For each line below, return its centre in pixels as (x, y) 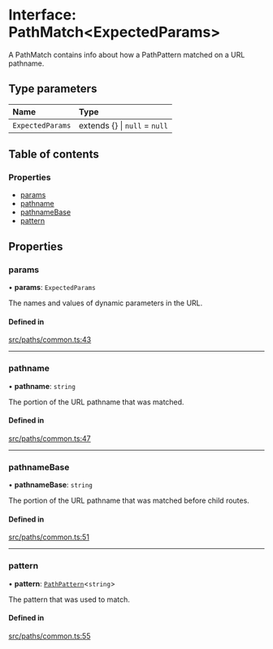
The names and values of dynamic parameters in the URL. (106, 303)
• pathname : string (42, 386)
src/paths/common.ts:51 (49, 537)
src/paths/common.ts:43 (50, 340)
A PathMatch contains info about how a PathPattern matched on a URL (127, 54)
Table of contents (54, 155)
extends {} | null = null (123, 125)
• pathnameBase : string (51, 485)
